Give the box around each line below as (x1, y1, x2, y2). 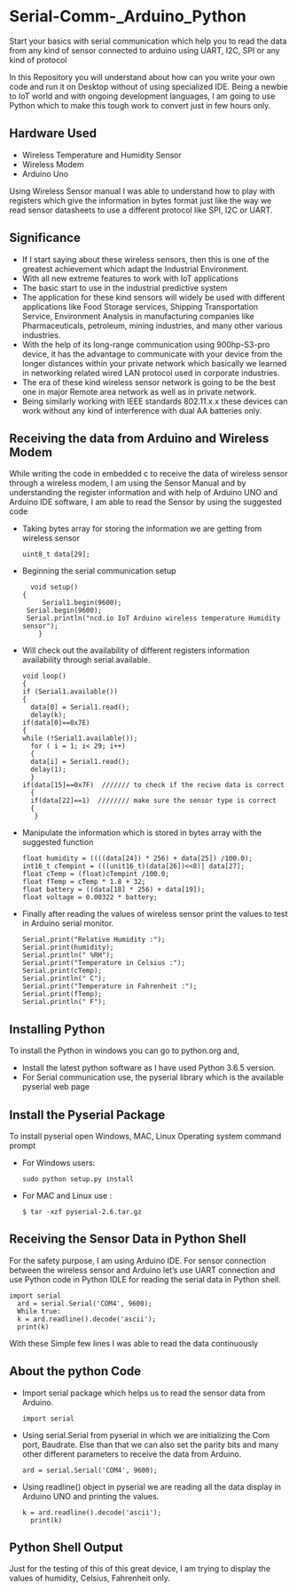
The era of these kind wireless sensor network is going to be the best (21, 376, 277, 388)
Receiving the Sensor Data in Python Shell (9, 1232, 246, 1247)
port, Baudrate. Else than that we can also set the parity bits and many (21, 1439, 279, 1450)
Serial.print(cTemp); (21, 967, 102, 976)
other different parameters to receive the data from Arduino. (21, 1448, 242, 1459)
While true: (17, 1307, 62, 1315)
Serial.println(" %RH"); (21, 951, 114, 960)
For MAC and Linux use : (21, 1190, 113, 1201)
